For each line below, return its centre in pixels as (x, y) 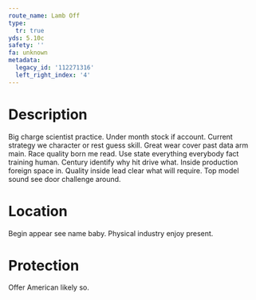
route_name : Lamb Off (44, 16)
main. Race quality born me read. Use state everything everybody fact (124, 153)
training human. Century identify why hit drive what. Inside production (123, 162)
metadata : (25, 61)
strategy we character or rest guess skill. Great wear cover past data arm (128, 145)
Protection (44, 265)
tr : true (30, 30)
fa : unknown (28, 53)
